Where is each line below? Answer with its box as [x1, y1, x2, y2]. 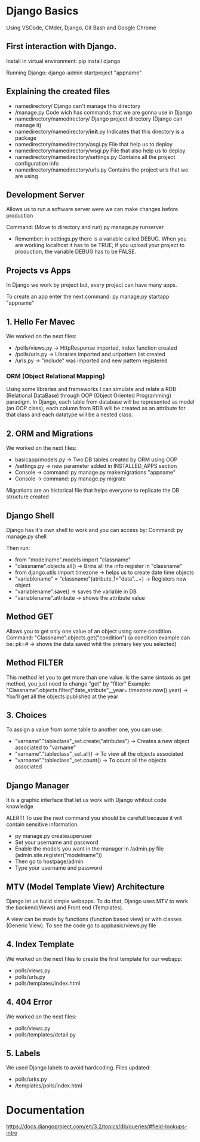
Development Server [6, 190, 85, 200]
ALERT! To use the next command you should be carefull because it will [6, 815, 183, 822]
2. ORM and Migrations [6, 428, 94, 438]
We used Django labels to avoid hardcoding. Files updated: [6, 1064, 151, 1071]
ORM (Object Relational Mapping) [6, 372, 106, 380]
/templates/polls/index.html [14, 1082, 82, 1089]
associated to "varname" [14, 744, 76, 751]
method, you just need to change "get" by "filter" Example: [6, 680, 151, 687]
